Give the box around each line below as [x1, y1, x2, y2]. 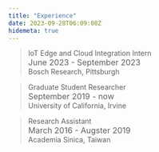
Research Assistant [27, 117, 92, 126]
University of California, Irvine [27, 101, 126, 110]
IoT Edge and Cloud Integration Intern [27, 49, 152, 58]
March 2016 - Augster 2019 [27, 125, 131, 136]
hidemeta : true [8, 26, 59, 34]
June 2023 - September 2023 [27, 57, 141, 68]
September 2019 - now [27, 91, 114, 102]
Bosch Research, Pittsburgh [27, 67, 120, 77]
